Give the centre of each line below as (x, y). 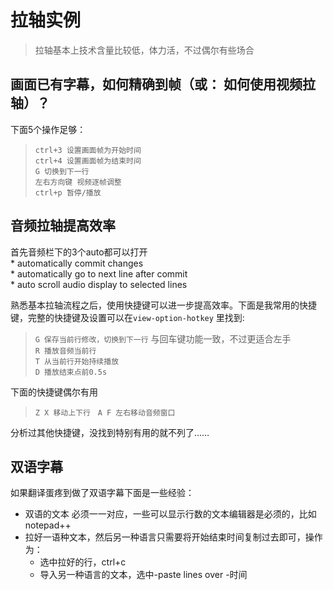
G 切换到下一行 (62, 171)
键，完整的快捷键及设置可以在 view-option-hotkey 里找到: (127, 317)
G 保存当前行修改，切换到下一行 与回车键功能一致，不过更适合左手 (163, 338)
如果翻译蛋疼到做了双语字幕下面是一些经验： (102, 493)
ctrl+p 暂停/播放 (68, 192)
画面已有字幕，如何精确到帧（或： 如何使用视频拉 (163, 84)
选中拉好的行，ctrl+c (83, 562)
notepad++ (48, 525)
